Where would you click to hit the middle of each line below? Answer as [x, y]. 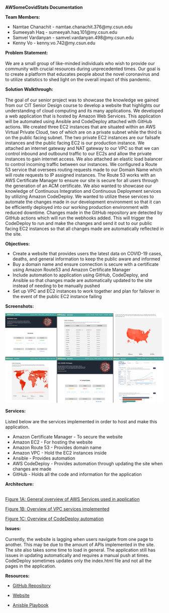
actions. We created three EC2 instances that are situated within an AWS [80, 127]
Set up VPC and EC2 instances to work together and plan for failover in [86, 291]
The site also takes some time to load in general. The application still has [80, 550]
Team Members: [23, 17]
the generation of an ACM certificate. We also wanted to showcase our [79, 186]
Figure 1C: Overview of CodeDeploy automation [55, 519]
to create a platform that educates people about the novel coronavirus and [82, 74]
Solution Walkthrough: [29, 89]
